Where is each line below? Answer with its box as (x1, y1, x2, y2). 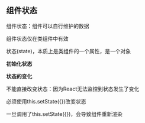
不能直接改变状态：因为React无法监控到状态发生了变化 (6, 85, 140, 92)
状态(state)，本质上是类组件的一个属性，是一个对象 (6, 47, 131, 54)
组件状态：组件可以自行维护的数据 (6, 22, 89, 30)
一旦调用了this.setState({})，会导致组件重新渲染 (6, 110, 123, 117)
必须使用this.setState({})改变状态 (6, 98, 87, 105)
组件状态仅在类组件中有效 (6, 35, 69, 42)
